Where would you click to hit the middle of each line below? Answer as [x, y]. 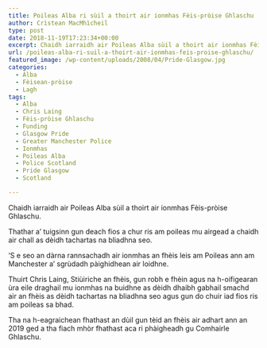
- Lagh [26, 89]
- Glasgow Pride [42, 133]
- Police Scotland [46, 164]
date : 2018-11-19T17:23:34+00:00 [64, 38]
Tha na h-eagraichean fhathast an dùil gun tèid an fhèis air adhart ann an [128, 319]
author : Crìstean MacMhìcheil [58, 23]
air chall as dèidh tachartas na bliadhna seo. [80, 240]
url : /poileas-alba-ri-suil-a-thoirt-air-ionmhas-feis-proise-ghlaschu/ [131, 52]
